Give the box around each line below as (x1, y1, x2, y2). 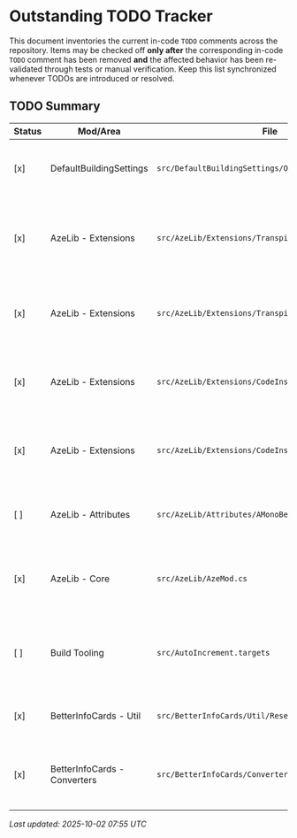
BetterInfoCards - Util (49, 710, 141, 722)
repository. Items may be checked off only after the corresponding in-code (9, 44, 284, 55)
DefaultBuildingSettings (49, 162, 148, 174)
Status (13, 125, 42, 137)
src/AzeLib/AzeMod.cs (156, 573, 247, 583)
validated (9, 64, 43, 74)
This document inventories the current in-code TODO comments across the (9, 35, 278, 46)
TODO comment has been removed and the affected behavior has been (9, 54, 264, 65)
